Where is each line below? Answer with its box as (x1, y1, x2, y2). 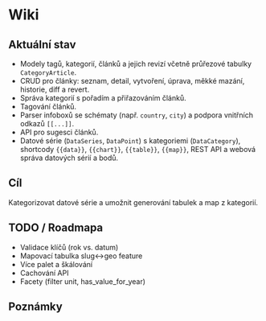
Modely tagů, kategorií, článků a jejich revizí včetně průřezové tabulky (19, 59, 252, 68)
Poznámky (8, 300, 63, 314)
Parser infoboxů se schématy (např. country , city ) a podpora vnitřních (19, 110, 253, 120)
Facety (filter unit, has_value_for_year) (19, 276, 146, 286)
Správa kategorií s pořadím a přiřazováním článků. (19, 93, 186, 102)
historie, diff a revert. (19, 84, 90, 94)
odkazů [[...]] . (19, 119, 75, 128)
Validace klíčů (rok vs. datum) (19, 242, 119, 252)
